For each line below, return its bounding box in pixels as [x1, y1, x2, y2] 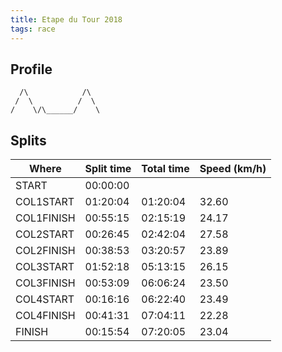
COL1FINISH [15, 211, 76, 225]
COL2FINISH [15, 244, 76, 258]
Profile [10, 61, 53, 78]
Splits [10, 132, 47, 149]
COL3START [15, 260, 75, 274]
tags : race [10, 24, 56, 34]
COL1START [15, 195, 75, 209]
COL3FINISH [15, 276, 76, 290]
